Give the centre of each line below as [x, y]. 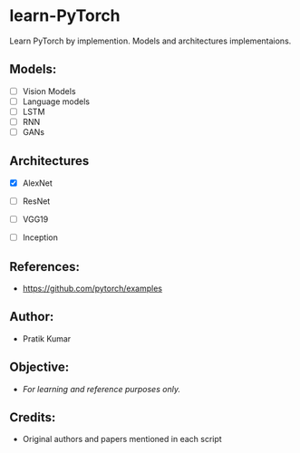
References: [44, 267]
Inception [40, 237]
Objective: [39, 367]
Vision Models [49, 91]
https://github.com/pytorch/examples [92, 288]
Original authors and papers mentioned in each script [122, 439]
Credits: [33, 417]
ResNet [36, 201]
